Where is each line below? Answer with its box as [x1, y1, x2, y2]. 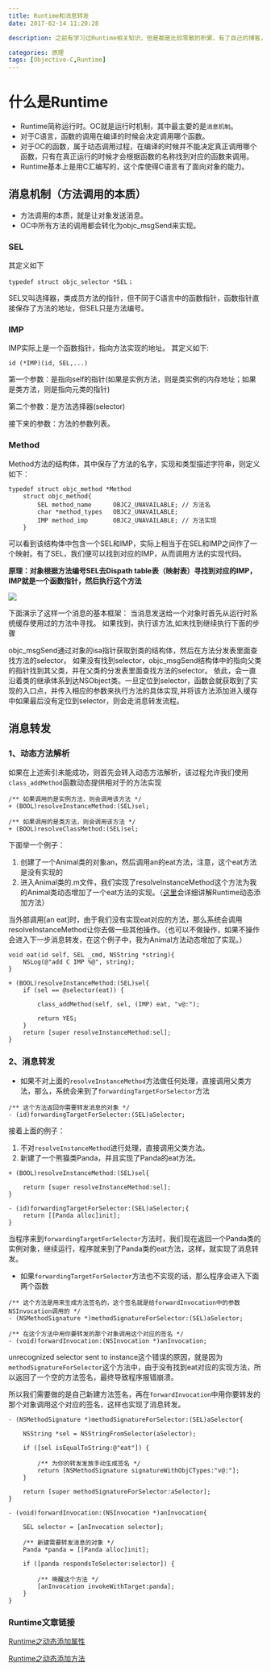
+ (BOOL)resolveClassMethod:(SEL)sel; [8, 825, 139, 833]
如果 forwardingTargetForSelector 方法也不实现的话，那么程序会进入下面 [19, 1271, 260, 1281]
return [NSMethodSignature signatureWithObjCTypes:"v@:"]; [37, 1466, 240, 1474]
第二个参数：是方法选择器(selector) [8, 402, 126, 411]
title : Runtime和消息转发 [8, 11, 90, 20]
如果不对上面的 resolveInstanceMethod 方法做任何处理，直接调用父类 [19, 1076, 245, 1086]
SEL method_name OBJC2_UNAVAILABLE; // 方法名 [37, 501, 211, 509]
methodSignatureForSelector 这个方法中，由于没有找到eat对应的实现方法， [8, 1362, 254, 1372]
